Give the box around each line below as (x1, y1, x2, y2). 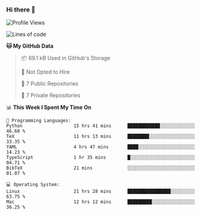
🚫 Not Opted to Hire (20, 69, 70, 76)
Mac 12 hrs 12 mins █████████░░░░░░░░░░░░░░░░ (6, 199, 196, 205)
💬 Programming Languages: (6, 117, 71, 124)
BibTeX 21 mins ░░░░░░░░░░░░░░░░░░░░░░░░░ (6, 165, 196, 171)
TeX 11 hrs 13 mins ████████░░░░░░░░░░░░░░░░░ (6, 134, 196, 140)
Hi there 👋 (6, 5, 36, 14)
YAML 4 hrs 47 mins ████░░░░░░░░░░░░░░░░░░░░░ (6, 144, 196, 150)
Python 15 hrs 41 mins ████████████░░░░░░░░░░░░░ (6, 123, 196, 129)
